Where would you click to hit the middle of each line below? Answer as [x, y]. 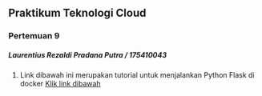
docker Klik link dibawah [60, 84]
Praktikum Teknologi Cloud [77, 13]
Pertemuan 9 [34, 36]
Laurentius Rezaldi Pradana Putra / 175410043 [88, 54]
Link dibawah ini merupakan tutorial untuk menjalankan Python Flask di [137, 75]
